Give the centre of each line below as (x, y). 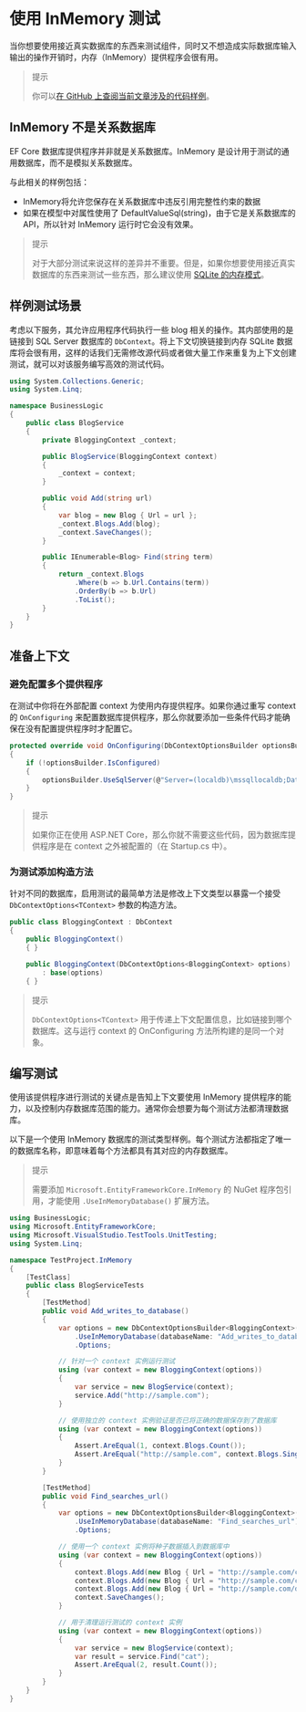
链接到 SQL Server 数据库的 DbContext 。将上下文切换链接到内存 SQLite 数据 (151, 341)
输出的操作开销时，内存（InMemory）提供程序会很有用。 (116, 57)
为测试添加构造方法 (51, 872)
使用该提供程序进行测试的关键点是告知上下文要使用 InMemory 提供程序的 (147, 1097)
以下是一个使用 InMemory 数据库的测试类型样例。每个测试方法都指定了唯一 (150, 1139)
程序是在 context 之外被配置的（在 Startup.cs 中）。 (136, 846)
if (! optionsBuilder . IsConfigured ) (93, 763)
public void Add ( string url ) (97, 498)
